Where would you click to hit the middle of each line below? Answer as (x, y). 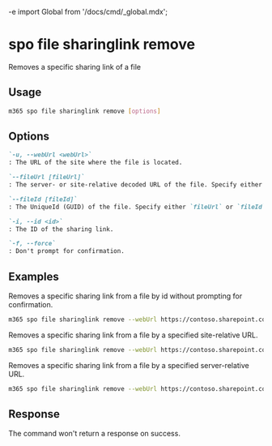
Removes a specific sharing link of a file (75, 66)
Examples (34, 276)
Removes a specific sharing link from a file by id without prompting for (125, 296)
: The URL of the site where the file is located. (96, 163)
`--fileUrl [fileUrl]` (47, 178)
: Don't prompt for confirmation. (67, 251)
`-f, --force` (32, 244)
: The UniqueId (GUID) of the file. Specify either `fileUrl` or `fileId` (137, 207)
